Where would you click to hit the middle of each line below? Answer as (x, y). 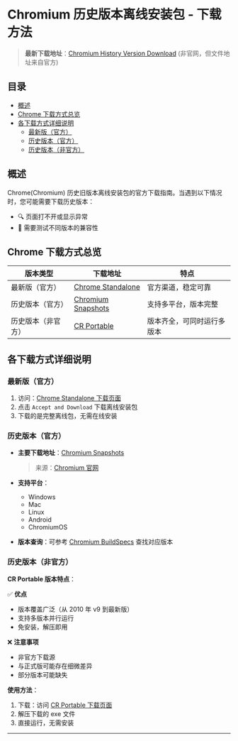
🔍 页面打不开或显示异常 (53, 216)
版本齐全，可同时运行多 (186, 322)
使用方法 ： (23, 690)
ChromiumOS (48, 527)
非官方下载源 (36, 657)
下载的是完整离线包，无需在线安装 (67, 416)
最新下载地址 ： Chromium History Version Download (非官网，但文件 (124, 53)
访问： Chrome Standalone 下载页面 (69, 398)
